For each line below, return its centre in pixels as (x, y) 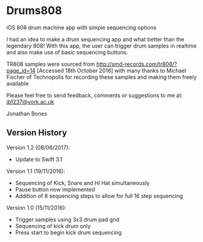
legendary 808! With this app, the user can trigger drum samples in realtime (101, 46)
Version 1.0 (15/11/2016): (37, 207)
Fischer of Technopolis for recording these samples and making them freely (101, 77)
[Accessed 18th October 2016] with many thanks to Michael (112, 70)
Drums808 (34, 11)
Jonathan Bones (27, 113)
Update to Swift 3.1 (39, 159)
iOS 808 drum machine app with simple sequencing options (81, 27)
